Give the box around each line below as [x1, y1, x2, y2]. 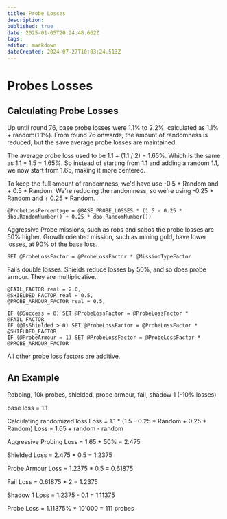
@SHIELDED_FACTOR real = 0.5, [7, 291, 94, 299]
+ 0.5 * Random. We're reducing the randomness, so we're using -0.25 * [7, 186, 214, 195]
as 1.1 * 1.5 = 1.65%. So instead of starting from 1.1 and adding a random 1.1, [7, 159, 219, 167]
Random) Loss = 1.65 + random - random [7, 424, 123, 432]
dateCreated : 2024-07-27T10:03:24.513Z [7, 49, 121, 56]
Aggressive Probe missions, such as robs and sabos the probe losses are [7, 225, 215, 234]
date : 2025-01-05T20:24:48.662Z [7, 29, 99, 36]
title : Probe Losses [7, 10, 67, 17]
